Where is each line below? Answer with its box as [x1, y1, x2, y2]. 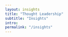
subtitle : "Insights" [5, 16, 49, 21]
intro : [5, 20, 18, 25]
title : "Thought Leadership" [5, 12, 64, 16]
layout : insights [5, 7, 40, 12]
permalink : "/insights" [5, 25, 53, 30]
